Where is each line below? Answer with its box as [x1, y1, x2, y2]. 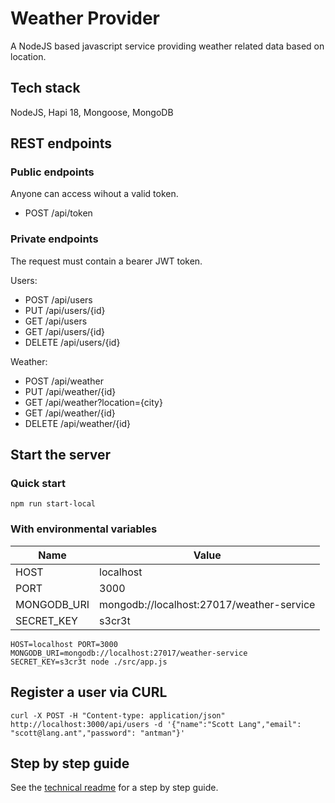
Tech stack [10, 80, 81, 97]
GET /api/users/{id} [24, 325, 105, 337]
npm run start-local [10, 499, 97, 509]
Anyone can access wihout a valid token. [10, 188, 179, 200]
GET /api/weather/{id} [24, 407, 116, 419]
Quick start [10, 477, 67, 491]
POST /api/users [24, 293, 93, 306]
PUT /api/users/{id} [24, 304, 106, 316]
